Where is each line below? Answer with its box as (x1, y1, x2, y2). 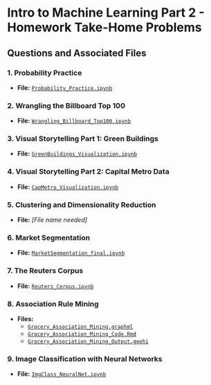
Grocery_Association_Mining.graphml (27, 323, 134, 330)
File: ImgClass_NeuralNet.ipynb (17, 370, 107, 378)
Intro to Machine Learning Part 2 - (7, 5, 205, 21)
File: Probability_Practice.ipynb (17, 83, 113, 91)
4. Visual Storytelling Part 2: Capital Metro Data (7, 167, 169, 177)
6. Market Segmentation (7, 233, 91, 242)
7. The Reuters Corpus (7, 266, 84, 276)
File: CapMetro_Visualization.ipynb (17, 182, 119, 191)
